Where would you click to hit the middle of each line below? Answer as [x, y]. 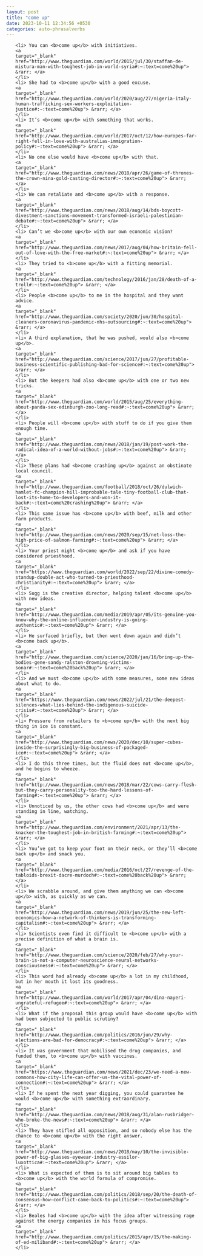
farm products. [34, 519]
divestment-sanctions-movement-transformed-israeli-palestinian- [99, 216]
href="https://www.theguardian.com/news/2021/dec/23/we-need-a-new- [103, 1072]
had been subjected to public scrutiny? [67, 1019]
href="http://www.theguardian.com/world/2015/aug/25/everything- [99, 402]
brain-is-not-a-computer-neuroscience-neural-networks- [87, 961]
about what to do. [38, 684]
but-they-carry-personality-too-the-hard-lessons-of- [84, 790]
